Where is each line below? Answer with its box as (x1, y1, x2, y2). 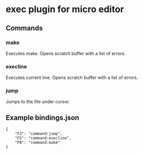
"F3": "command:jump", (15, 131, 63, 136)
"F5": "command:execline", (15, 136, 72, 141)
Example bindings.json (6, 113, 80, 122)
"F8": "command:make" (15, 140, 60, 145)
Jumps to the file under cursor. (6, 99, 70, 105)
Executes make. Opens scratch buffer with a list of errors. (6, 50, 126, 56)
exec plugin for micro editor (6, 4, 124, 15)
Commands (6, 24, 43, 32)
